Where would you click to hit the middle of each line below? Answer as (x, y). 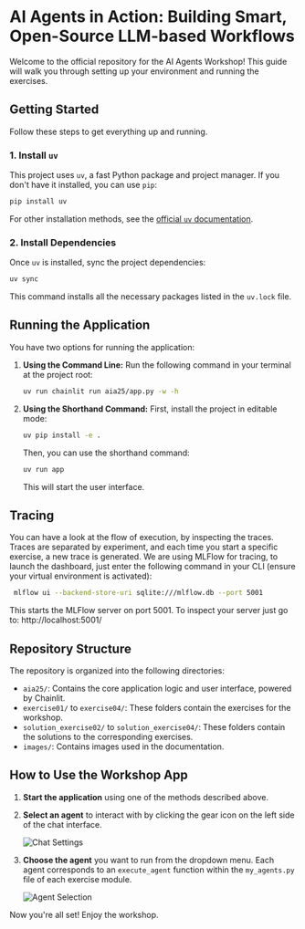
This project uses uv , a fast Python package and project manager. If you (145, 175)
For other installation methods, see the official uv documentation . (131, 219)
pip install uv (38, 202)
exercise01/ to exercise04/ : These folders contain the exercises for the (157, 708)
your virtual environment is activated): (81, 576)
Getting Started (54, 110)
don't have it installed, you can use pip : (84, 185)
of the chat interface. (62, 824)
